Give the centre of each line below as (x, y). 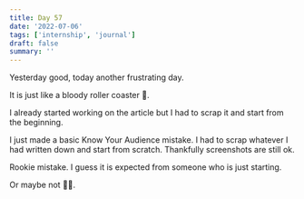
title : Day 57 (36, 18)
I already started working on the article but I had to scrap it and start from (147, 113)
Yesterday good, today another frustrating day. (97, 77)
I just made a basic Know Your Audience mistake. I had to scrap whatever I (149, 140)
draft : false (34, 43)
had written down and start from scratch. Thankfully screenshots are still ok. (152, 150)
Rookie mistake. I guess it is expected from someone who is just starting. (146, 167)
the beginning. (36, 123)
